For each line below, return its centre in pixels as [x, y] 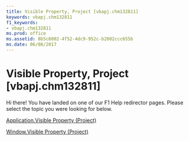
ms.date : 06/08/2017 [32, 45]
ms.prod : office [26, 34]
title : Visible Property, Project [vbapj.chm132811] [72, 12]
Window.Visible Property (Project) [47, 132]
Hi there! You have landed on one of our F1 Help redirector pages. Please [95, 102]
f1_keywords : [22, 22]
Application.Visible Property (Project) [51, 120]
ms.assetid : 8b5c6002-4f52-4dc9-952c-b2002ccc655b [70, 39]
